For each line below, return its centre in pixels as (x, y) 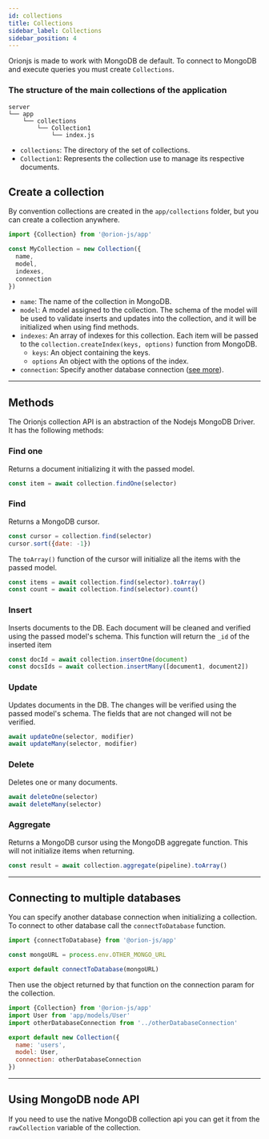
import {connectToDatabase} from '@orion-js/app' (93, 940)
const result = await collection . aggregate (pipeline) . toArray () (118, 865)
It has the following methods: (56, 431)
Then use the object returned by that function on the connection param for (131, 985)
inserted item (30, 644)
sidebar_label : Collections (55, 30)
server (19, 107)
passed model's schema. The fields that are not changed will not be (120, 713)
